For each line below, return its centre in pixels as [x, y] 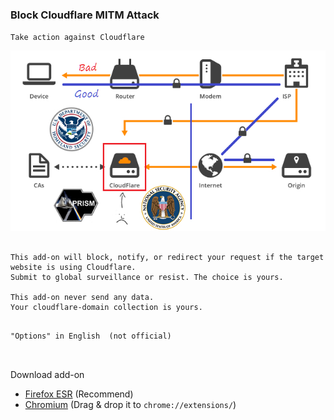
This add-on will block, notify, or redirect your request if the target [167, 257]
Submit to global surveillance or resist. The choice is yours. [147, 277]
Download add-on [47, 374]
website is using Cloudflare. [73, 267]
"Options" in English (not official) [91, 336]
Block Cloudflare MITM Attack [85, 15]
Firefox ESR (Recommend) [79, 394]
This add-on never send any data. [82, 297]
